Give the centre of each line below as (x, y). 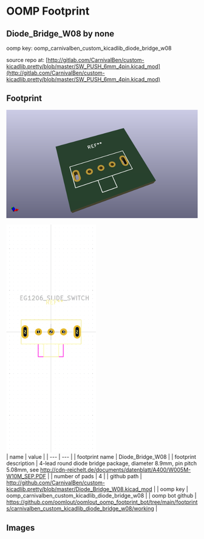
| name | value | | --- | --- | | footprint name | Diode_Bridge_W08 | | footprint (101, 457)
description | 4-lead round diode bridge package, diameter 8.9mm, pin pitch (102, 464)
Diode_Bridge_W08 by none (60, 34)
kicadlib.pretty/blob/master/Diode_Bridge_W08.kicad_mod (80, 489)
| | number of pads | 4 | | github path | (95, 476)
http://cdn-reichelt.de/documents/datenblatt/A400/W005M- (116, 470)
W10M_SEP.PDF (26, 476)
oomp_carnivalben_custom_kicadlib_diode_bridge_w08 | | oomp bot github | (102, 496)
